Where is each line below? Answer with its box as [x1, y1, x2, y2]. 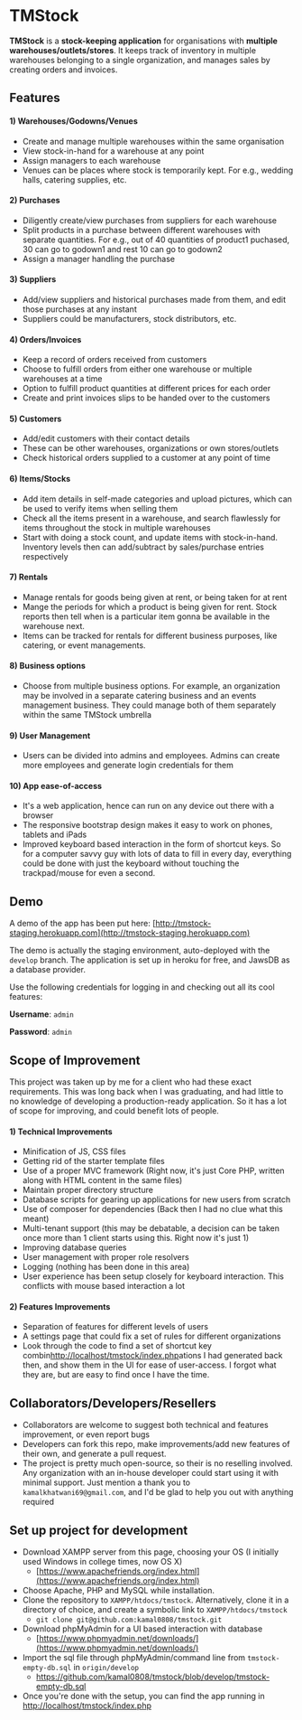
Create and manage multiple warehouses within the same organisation [22, 136, 285, 146]
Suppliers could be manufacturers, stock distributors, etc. [22, 313, 237, 324]
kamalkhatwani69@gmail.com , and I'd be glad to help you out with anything [22, 1487, 294, 1498]
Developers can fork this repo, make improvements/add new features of [22, 1439, 290, 1450]
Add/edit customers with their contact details [22, 433, 191, 444]
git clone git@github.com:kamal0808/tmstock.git [35, 1615, 223, 1625]
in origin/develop [73, 1662, 140, 1673]
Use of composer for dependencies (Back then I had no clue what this [22, 1204, 284, 1215]
